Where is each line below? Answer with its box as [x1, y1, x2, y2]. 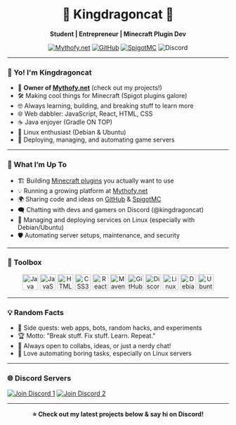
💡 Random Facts [7, 307, 65, 317]
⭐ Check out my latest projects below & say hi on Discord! [32, 410, 204, 419]
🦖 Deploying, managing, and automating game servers [17, 135, 176, 144]
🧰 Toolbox [7, 257, 42, 267]
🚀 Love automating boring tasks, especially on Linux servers [17, 349, 192, 358]
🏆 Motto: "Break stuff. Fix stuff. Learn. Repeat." [17, 331, 156, 340]
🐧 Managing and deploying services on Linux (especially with [17, 215, 195, 224]
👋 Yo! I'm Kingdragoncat [7, 67, 93, 77]
